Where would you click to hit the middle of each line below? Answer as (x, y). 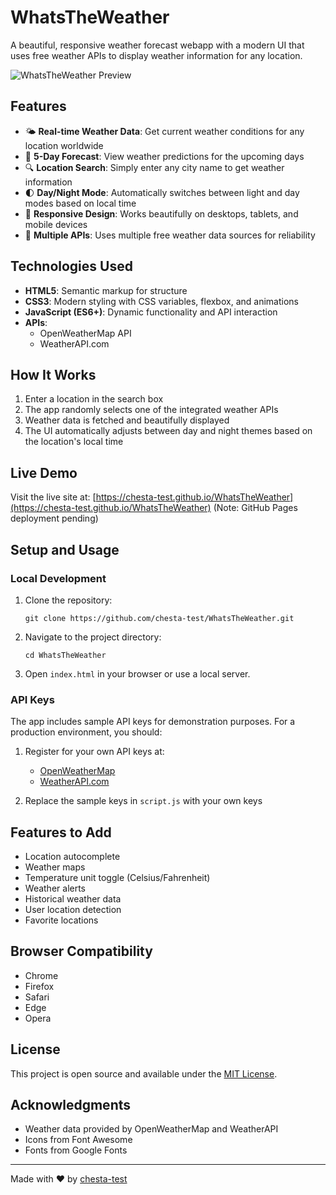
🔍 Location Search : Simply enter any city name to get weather (154, 167)
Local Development (58, 578)
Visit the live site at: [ (53, 497)
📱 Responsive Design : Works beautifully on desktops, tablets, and (161, 213)
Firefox (39, 986)
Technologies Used (71, 266)
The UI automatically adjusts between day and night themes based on (168, 431)
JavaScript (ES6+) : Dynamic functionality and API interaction (151, 312)
